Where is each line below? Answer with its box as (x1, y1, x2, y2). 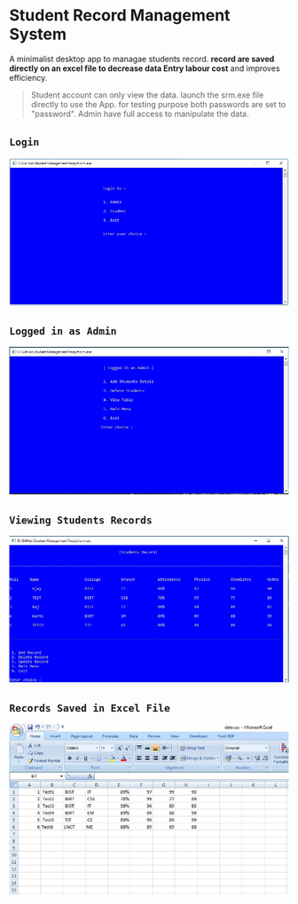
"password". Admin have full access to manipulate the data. (30, 108, 250, 119)
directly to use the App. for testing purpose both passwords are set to (30, 98, 286, 109)
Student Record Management (9, 5, 231, 26)
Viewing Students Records (9, 514, 153, 526)
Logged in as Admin (9, 325, 117, 337)
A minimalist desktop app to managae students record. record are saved (9, 53, 275, 64)
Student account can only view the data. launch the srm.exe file (30, 90, 264, 100)
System (9, 24, 67, 44)
